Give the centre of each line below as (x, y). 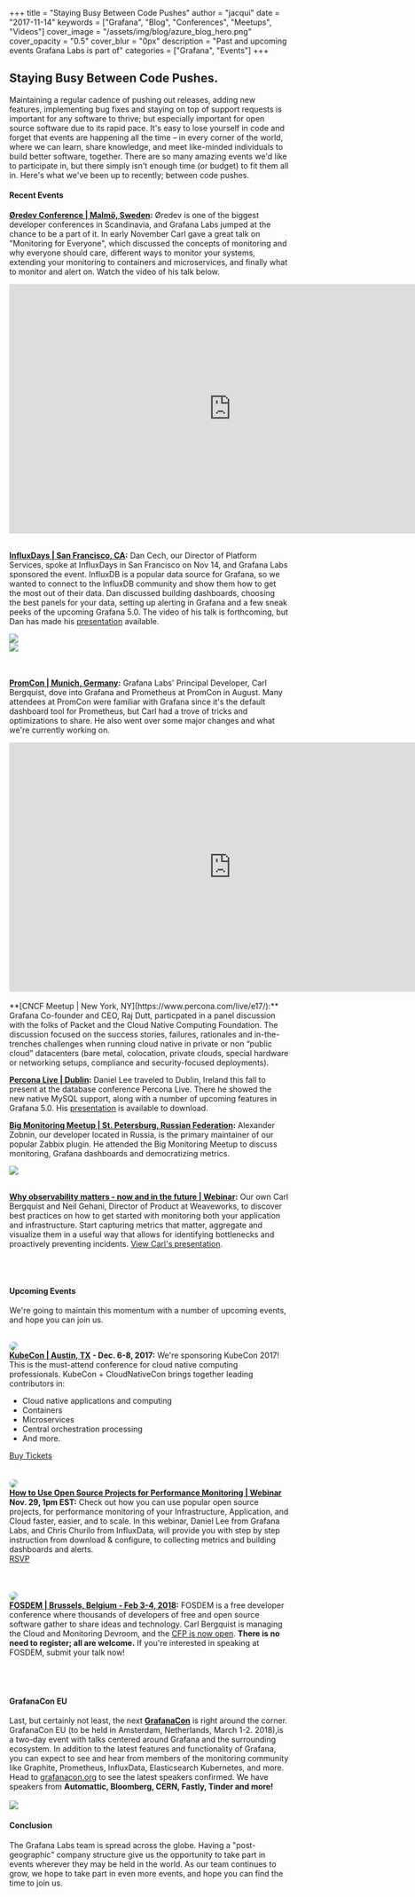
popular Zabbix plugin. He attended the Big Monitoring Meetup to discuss (143, 1144)
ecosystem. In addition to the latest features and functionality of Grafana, (143, 1749)
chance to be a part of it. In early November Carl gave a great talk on (135, 234)
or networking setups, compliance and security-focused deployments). (139, 1062)
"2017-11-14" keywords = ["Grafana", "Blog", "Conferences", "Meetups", (141, 22)
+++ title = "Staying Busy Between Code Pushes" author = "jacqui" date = (145, 13)
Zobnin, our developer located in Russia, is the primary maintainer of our (141, 1135)
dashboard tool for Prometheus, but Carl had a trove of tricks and (129, 711)
